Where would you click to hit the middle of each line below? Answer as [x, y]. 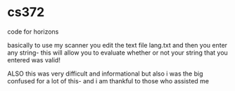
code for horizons [33, 31]
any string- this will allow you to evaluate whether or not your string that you [118, 52]
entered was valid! [34, 59]
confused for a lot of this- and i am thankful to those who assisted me [108, 80]
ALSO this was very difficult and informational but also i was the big [105, 73]
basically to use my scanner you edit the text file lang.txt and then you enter [117, 45]
